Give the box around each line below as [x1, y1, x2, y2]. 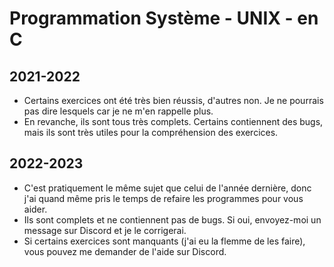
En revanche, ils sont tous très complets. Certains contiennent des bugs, [23, 116, 324, 127]
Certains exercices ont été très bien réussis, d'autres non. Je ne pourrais [23, 95, 324, 106]
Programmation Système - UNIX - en [9, 7, 319, 30]
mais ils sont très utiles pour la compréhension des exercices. [23, 127, 279, 138]
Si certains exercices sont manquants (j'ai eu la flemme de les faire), [23, 235, 306, 247]
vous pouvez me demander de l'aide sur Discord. [23, 245, 227, 257]
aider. [23, 203, 48, 215]
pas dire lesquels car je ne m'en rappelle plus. [23, 105, 214, 117]
